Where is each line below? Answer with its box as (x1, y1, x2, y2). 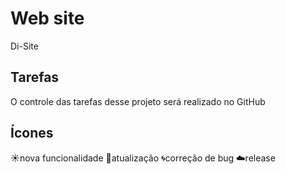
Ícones (10, 125, 54, 142)
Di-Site (10, 40, 39, 52)
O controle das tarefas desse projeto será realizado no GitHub (10, 95, 266, 107)
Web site (10, 7, 85, 30)
